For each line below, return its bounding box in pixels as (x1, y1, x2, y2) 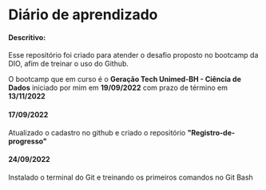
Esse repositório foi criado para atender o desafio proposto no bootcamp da (8, 51, 259, 60)
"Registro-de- (187, 127, 236, 137)
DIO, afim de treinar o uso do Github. (8, 59, 129, 69)
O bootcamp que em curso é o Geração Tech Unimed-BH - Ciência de (8, 75, 241, 84)
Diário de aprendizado (8, 6, 158, 24)
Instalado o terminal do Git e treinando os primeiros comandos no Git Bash (8, 172, 253, 182)
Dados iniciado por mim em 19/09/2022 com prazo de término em (8, 83, 228, 93)
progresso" (8, 136, 48, 146)
